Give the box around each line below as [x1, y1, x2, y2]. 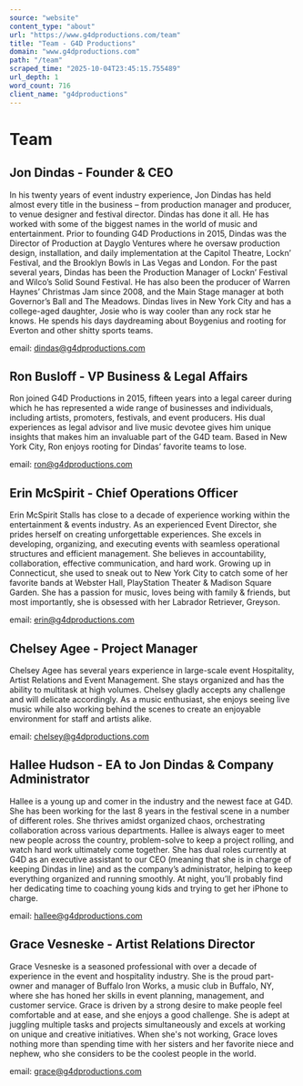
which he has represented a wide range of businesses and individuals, [9, 403, 274, 414]
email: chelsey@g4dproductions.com [9, 731, 150, 742]
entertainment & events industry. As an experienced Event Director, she [9, 519, 278, 530]
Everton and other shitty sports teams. [9, 324, 154, 335]
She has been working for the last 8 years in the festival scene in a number [9, 805, 290, 816]
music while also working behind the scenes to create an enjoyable [9, 703, 261, 714]
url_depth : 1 [9, 73, 59, 82]
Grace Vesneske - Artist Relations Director [9, 937, 256, 952]
